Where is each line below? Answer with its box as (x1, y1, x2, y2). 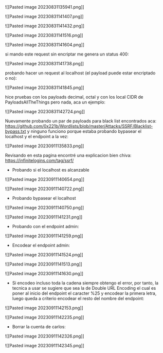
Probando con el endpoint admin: (12, 224, 79, 229)
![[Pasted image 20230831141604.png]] (5, 42, 85, 48)
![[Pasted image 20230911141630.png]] (5, 271, 84, 276)
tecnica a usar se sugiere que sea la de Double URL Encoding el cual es (12, 285, 156, 291)
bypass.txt (5, 128, 26, 134)
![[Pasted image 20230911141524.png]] (5, 252, 84, 257)
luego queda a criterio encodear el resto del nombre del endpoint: (12, 296, 145, 301)
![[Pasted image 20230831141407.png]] (5, 14, 84, 19)
